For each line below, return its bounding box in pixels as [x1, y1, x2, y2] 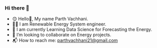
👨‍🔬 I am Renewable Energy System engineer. [12, 21, 107, 27]
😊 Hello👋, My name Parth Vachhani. [12, 16, 88, 22]
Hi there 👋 [5, 4, 30, 11]
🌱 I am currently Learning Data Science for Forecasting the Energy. [12, 26, 152, 32]
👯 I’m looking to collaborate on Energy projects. [12, 32, 112, 38]
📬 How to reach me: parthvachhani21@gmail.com [12, 37, 118, 43]
